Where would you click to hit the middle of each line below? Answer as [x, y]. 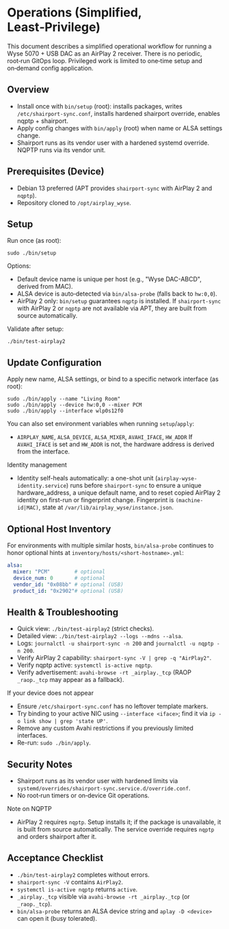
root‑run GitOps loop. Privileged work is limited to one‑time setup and [105, 60]
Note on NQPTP [30, 809]
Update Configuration [54, 363]
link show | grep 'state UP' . [66, 721]
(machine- [189, 501]
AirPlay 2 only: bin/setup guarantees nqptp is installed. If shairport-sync [119, 301]
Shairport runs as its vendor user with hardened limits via [97, 781]
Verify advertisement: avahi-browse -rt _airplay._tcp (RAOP [104, 672]
